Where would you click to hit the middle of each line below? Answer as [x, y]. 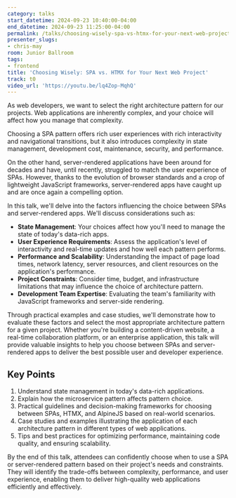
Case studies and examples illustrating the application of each [107, 421]
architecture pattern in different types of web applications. [102, 429]
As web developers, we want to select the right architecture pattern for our [116, 105]
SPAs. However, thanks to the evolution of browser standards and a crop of [116, 177]
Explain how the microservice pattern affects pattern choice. [105, 399]
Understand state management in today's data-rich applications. [111, 391]
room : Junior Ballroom [40, 53]
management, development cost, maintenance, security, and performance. [116, 149]
